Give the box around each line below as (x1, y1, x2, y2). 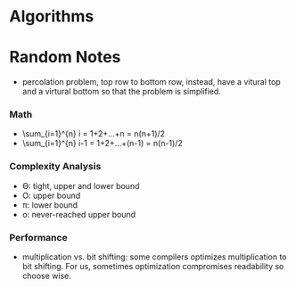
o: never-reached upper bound (21, 209, 136, 219)
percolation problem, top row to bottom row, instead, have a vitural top (21, 77, 281, 87)
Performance (9, 231, 69, 243)
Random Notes (9, 47, 121, 68)
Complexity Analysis (9, 160, 102, 173)
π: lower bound (21, 199, 78, 210)
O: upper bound (21, 190, 81, 201)
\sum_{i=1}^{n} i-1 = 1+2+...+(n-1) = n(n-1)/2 (21, 138, 183, 149)
